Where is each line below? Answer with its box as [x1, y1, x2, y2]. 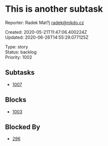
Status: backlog [5, 49, 37, 55]
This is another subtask [5, 3, 103, 15]
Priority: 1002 [5, 54, 32, 60]
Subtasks [5, 69, 35, 77]
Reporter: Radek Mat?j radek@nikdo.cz [5, 20, 84, 25]
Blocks [5, 96, 27, 104]
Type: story [5, 44, 28, 49]
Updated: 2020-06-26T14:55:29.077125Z [5, 34, 89, 40]
